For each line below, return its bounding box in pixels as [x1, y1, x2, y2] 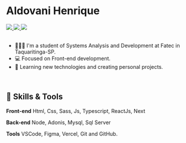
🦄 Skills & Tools [6, 92, 63, 102]
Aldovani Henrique [6, 4, 100, 18]
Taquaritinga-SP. [14, 48, 56, 55]
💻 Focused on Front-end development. [14, 55, 111, 62]
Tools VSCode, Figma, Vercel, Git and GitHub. [6, 130, 118, 137]
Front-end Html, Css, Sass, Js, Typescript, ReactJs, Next [6, 107, 146, 114]
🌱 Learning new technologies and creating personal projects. [14, 63, 164, 70]
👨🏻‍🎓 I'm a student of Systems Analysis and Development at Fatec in [14, 42, 180, 49]
